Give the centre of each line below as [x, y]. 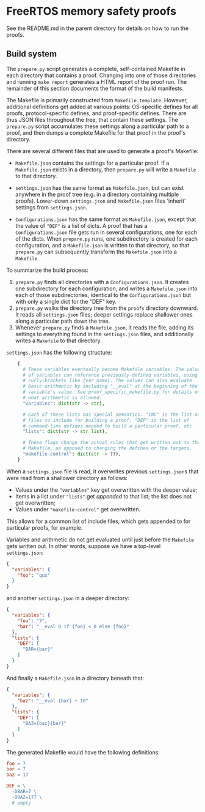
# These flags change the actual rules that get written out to [106, 443]
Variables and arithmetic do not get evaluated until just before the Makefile [100, 539]
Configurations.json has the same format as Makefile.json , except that [106, 219]
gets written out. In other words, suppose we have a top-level [84, 546]
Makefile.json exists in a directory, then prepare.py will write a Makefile [106, 169]
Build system [31, 54]
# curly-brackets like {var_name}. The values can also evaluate [107, 381]
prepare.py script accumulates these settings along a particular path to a [98, 126]
